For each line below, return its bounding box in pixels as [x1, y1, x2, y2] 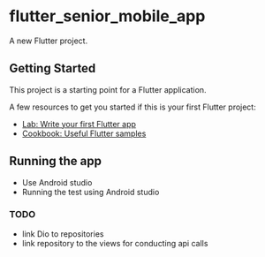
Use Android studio [21, 177, 93, 187]
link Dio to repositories [21, 228, 104, 239]
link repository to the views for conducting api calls [21, 238, 208, 248]
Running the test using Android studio [21, 186, 160, 197]
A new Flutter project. [9, 35, 88, 46]
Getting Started [9, 61, 96, 76]
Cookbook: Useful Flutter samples [21, 128, 147, 139]
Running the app [9, 154, 102, 169]
